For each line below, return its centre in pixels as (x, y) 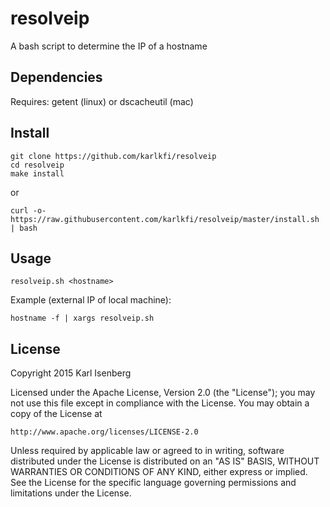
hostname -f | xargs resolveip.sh (82, 318)
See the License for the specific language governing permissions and (153, 483)
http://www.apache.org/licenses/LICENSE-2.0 (104, 432)
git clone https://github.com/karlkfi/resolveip (113, 156)
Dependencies (56, 77)
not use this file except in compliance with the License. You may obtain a (160, 403)
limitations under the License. (71, 493)
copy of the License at (56, 414)
